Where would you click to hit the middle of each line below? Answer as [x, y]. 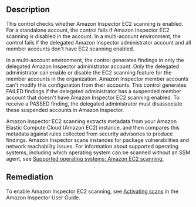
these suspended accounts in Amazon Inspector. [65, 110]
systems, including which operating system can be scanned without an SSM [98, 152]
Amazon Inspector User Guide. [43, 197]
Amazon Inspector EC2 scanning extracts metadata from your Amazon [92, 121]
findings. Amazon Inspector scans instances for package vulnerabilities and [98, 140]
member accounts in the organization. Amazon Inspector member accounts [97, 79]
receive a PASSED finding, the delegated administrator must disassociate [94, 103]
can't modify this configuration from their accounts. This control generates [96, 85]
